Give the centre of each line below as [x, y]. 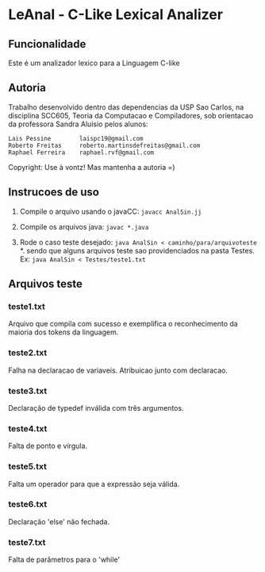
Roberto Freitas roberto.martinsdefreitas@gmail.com [104, 145]
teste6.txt [28, 504]
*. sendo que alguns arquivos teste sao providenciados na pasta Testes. [137, 250]
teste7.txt [27, 542]
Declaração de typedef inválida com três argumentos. [96, 408]
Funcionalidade [47, 44]
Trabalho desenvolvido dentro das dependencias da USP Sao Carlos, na [126, 107]
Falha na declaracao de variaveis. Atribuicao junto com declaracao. [118, 370]
